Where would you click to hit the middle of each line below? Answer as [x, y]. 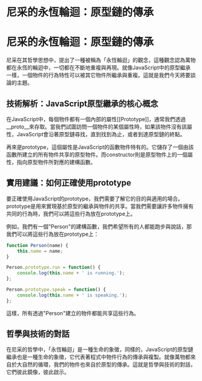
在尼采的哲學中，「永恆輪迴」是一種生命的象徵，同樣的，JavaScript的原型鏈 [100, 350]
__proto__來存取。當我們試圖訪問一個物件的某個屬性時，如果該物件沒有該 [97, 127]
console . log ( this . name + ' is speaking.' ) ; [72, 295]
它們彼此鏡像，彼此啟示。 [38, 372]
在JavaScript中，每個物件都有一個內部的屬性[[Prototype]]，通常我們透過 [96, 119]
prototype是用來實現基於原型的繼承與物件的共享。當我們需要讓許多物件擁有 [100, 206]
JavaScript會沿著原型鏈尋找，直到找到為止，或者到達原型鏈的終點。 [101, 134]
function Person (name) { [37, 245]
